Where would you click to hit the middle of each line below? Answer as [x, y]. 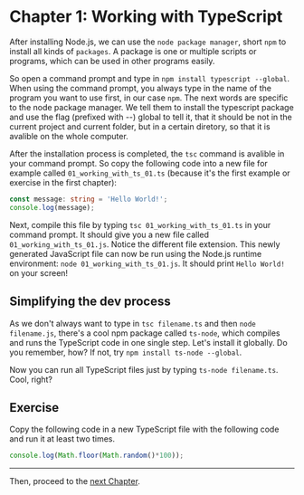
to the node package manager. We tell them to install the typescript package [152, 107]
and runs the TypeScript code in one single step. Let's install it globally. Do [148, 342]
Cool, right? [31, 379]
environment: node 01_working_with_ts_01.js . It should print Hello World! [147, 263]
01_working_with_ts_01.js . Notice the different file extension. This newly [145, 244]
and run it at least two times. [62, 439]
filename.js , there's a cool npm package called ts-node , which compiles [145, 333]
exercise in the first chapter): [63, 182]
